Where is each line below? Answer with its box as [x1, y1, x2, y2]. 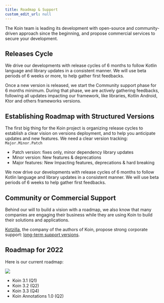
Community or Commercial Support [5, 194, 116, 202]
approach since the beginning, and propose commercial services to [19, 30, 155, 36]
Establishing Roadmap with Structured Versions [5, 112, 155, 120]
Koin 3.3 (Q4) [12, 288, 40, 294]
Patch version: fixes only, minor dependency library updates [12, 150, 134, 155]
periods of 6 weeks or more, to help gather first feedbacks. [5, 73, 124, 79]
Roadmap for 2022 [5, 246, 64, 254]
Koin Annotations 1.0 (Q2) [12, 293, 64, 299]
